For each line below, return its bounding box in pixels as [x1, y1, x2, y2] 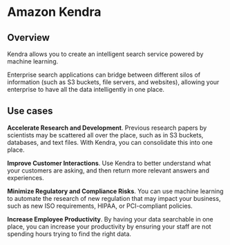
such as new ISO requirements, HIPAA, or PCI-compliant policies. [7, 202, 193, 210]
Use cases [7, 105, 53, 117]
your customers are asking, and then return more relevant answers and [7, 166, 209, 175]
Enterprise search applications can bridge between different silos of [7, 70, 201, 79]
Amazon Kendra [7, 4, 102, 20]
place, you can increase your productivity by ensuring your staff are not [7, 222, 212, 231]
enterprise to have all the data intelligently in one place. [7, 86, 164, 93]
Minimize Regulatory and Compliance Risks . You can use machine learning [7, 187, 224, 195]
